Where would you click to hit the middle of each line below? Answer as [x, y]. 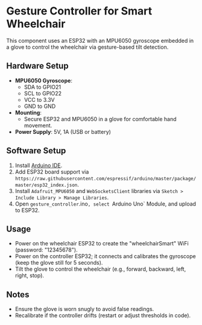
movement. [38, 125]
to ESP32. [27, 210]
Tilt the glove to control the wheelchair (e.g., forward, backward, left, [100, 269]
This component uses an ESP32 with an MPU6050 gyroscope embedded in [100, 40]
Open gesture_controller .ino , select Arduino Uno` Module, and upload [106, 204]
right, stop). [29, 276]
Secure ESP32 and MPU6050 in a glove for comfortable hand [100, 119]
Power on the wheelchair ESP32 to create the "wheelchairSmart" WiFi [102, 244]
